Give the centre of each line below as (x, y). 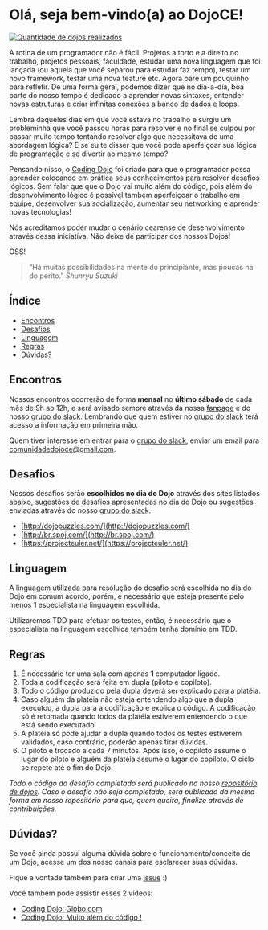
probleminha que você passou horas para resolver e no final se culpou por (132, 128)
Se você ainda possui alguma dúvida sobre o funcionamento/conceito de (130, 853)
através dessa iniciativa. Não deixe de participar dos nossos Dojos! (120, 236)
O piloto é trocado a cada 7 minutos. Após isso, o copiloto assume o (133, 750)
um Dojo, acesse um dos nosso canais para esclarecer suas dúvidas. (123, 862)
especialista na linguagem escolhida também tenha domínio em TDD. (123, 629)
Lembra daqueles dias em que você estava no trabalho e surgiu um (120, 119)
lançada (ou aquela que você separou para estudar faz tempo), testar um (130, 69)
